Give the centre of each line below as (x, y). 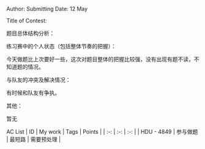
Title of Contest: (27, 20)
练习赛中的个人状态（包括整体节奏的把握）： (61, 46)
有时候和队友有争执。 (33, 93)
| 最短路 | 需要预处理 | (34, 139)
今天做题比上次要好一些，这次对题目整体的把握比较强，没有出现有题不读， (100, 59)
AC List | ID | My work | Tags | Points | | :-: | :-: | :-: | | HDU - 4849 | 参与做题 (102, 132)
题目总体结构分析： (31, 33)
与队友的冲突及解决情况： (39, 80)
